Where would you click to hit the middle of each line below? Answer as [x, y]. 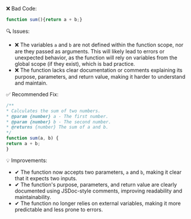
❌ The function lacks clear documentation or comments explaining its [98, 70]
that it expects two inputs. [46, 178]
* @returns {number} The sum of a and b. [57, 127]
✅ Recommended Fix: [32, 94]
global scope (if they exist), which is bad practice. [75, 63]
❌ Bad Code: [21, 9]
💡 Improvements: [27, 160]
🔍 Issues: [18, 31]
